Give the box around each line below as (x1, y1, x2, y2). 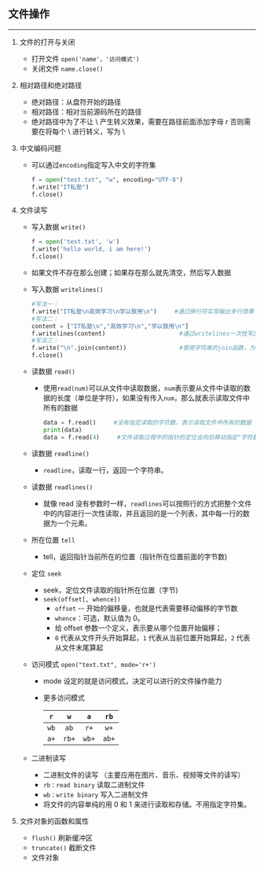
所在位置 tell (31, 535, 76, 544)
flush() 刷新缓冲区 (31, 833, 93, 842)
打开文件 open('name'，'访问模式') (31, 53, 140, 63)
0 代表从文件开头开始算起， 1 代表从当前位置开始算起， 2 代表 (54, 632, 251, 643)
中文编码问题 (19, 143, 61, 153)
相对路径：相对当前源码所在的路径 (31, 107, 142, 116)
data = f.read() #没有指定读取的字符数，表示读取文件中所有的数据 (42, 419, 252, 427)
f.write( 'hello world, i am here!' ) (31, 245, 152, 253)
